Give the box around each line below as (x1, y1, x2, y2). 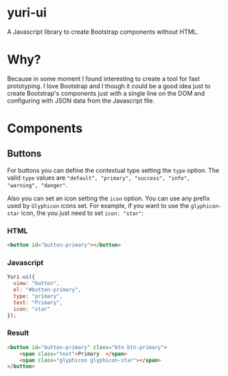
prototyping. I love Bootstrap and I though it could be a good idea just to (7, 81, 211, 90)
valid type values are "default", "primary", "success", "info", (7, 174, 190, 182)
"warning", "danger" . (7, 180, 68, 189)
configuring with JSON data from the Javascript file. (7, 96, 155, 105)
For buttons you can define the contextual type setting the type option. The (7, 166, 220, 174)
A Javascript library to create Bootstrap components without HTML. (7, 28, 199, 36)
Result (7, 328, 30, 338)
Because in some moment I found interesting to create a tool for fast (7, 74, 201, 83)
